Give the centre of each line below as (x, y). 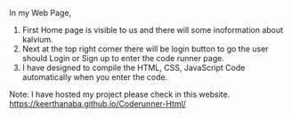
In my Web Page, (41, 13)
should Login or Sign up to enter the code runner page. (123, 58)
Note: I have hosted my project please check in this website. (120, 94)
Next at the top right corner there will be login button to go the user (145, 49)
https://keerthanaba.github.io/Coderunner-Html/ (98, 104)
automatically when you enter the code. (95, 77)
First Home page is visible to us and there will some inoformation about (152, 30)
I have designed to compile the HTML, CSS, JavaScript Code (134, 67)
